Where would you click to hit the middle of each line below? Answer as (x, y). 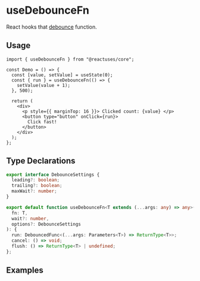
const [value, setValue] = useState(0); (62, 75)
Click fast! (43, 122)
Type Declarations (41, 161)
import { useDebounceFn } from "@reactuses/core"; (70, 59)
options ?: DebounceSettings (46, 224)
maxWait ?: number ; (35, 191)
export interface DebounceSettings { (53, 174)
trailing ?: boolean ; (37, 186)
